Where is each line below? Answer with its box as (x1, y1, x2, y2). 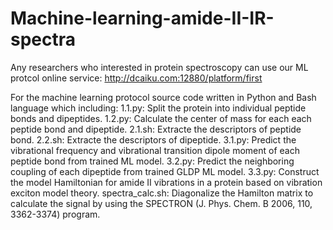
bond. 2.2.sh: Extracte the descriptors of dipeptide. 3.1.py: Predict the (10, 133, 297, 146)
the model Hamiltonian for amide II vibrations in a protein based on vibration (10, 176, 323, 188)
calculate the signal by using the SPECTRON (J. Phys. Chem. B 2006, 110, (10, 197, 313, 209)
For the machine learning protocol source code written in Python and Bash (10, 91, 317, 103)
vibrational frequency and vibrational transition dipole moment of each (10, 144, 300, 156)
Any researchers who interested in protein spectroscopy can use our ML (10, 61, 309, 73)
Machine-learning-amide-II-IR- (10, 7, 275, 30)
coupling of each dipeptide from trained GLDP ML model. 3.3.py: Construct (10, 165, 320, 177)
